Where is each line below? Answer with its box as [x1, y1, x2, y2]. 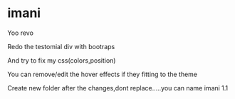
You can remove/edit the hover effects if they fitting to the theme [7, 70, 198, 78]
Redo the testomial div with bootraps [7, 42, 115, 51]
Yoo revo [7, 28, 34, 37]
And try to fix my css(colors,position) [7, 56, 116, 65]
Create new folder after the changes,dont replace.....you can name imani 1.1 [7, 83, 229, 92]
